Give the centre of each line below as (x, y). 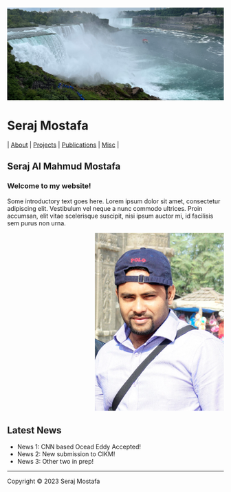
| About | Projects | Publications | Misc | (63, 145)
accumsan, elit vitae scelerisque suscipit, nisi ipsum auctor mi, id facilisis (110, 216)
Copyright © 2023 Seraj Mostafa (54, 481)
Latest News (34, 430)
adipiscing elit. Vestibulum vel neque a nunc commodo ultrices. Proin (105, 208)
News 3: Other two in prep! (55, 461)
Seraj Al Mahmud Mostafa (64, 166)
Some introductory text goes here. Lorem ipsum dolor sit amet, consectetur (114, 201)
